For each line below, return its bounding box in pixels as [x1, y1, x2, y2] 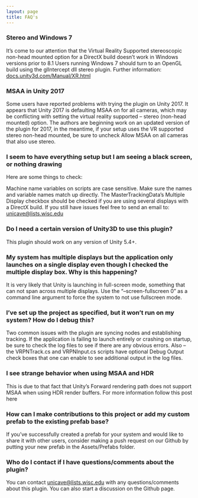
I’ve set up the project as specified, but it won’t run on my [6, 308, 174, 317]
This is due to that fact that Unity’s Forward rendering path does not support [6, 382, 192, 390]
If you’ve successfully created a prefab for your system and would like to [6, 431, 184, 438]
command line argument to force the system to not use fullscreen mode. [6, 294, 182, 301]
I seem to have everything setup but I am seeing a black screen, [6, 153, 193, 161]
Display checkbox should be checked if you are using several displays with [6, 197, 189, 204]
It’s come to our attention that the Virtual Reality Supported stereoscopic [6, 47, 182, 54]
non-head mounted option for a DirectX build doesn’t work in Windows [6, 53, 178, 60]
